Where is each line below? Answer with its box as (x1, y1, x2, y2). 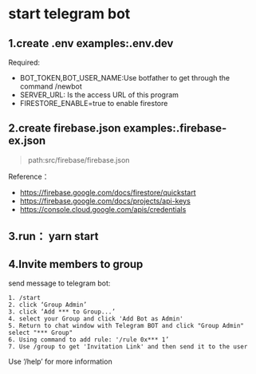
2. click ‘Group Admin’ (8, 301, 88, 309)
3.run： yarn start (8, 230, 99, 243)
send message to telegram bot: (8, 278, 111, 288)
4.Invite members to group (8, 257, 144, 271)
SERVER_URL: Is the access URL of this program (19, 90, 179, 100)
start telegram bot (8, 5, 131, 23)
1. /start (8, 294, 41, 302)
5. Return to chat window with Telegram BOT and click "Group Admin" (8, 322, 245, 330)
